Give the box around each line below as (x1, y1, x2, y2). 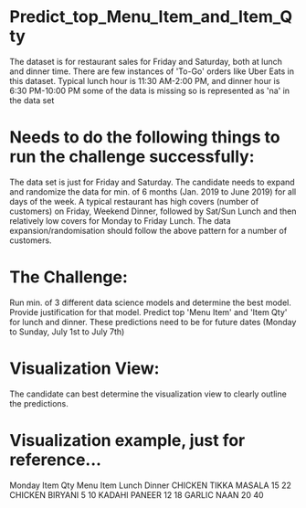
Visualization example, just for (9, 429, 246, 450)
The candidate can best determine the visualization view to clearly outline (9, 388, 288, 399)
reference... (9, 450, 102, 470)
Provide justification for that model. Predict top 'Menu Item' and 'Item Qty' (9, 306, 288, 317)
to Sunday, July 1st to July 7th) (9, 326, 125, 337)
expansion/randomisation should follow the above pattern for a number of (9, 225, 288, 236)
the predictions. (9, 397, 69, 408)
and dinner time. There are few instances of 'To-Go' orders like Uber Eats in (9, 66, 295, 77)
